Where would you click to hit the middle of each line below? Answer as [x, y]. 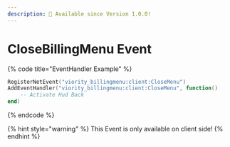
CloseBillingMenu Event [79, 49]
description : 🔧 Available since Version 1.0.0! [79, 14]
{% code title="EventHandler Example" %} [70, 69]
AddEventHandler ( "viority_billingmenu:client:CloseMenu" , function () [113, 88]
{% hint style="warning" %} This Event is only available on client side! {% [115, 129]
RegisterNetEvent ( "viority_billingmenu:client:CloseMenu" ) [97, 82]
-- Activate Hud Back [52, 95]
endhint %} [24, 136]
